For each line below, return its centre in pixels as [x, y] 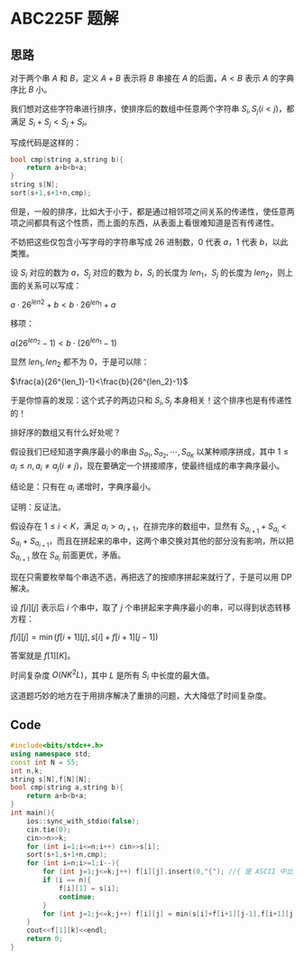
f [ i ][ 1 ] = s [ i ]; [89, 888]
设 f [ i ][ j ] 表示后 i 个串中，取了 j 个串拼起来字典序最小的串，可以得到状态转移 [151, 607]
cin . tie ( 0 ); [49, 829]
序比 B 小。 [31, 89]
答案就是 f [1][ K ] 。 [43, 655]
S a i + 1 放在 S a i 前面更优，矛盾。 [68, 556]
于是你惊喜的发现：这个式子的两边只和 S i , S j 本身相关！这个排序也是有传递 [147, 401]
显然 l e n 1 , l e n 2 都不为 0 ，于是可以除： [80, 362]
